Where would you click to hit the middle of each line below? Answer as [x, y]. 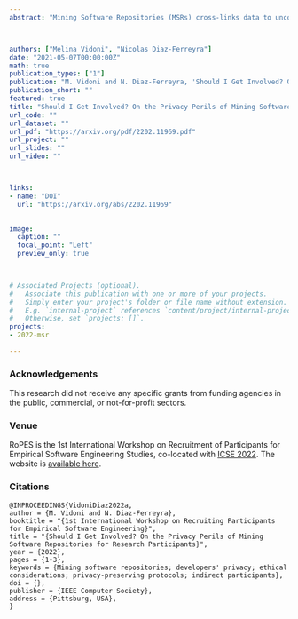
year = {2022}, [37, 552]
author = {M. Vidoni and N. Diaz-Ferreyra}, [93, 513]
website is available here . [55, 464]
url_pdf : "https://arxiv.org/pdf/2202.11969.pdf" [103, 131]
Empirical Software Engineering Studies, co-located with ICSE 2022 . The [142, 455]
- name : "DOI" [35, 196]
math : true [29, 66]
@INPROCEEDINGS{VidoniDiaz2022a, [71, 505]
